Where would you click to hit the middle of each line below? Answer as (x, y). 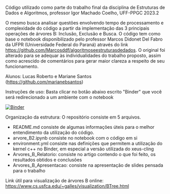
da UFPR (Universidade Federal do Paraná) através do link (67, 45)
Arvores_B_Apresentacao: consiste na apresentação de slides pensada (88, 165)
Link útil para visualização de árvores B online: (54, 181)
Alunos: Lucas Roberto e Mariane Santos (49, 76)
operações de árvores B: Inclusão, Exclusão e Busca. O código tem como (83, 34)
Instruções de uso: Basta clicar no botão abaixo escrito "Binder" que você (83, 92)
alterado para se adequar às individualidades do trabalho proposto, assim (83, 55)
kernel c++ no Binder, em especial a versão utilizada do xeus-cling (83, 149)
